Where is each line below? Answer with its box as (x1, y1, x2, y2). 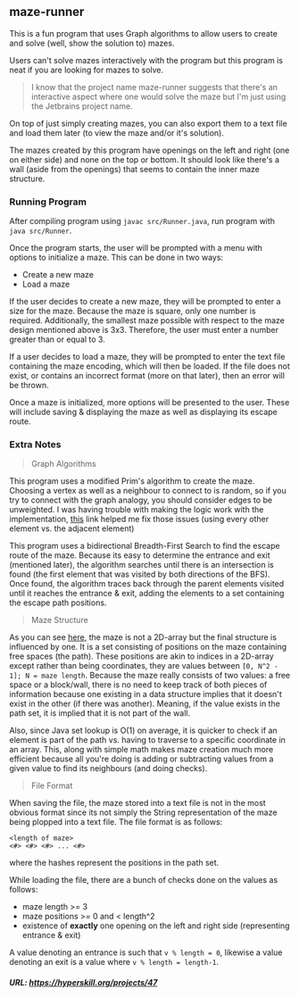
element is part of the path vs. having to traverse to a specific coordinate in (9, 735, 286, 745)
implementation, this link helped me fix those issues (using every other (9, 514, 270, 525)
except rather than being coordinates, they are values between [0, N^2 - (9, 661, 278, 671)
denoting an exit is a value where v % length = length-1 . (9, 957, 220, 968)
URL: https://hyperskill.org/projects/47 (9, 977, 158, 987)
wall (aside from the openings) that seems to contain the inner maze (9, 163, 261, 174)
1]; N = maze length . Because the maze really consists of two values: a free (9, 670, 291, 681)
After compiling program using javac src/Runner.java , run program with (9, 216, 275, 227)
